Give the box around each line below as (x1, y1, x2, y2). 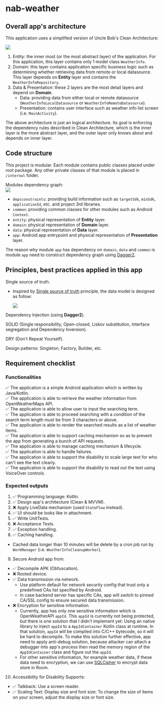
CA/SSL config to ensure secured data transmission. (19, 597, 125, 603)
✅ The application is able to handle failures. (5, 449, 93, 455)
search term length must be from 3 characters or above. (5, 417, 118, 423)
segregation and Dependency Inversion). (5, 326, 87, 332)
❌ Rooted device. (12, 571, 48, 576)
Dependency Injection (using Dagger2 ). (5, 312, 85, 318)
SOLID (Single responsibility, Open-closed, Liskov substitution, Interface (5, 321, 150, 327)
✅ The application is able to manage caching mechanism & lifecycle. (5, 443, 142, 449)
